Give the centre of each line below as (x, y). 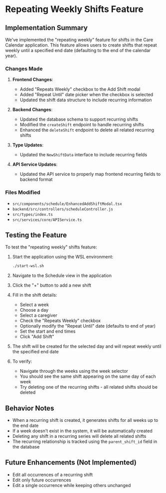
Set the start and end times (48, 331)
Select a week (34, 305)
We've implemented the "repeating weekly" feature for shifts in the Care (79, 40)
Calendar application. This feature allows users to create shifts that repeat (81, 45)
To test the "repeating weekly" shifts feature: (51, 247)
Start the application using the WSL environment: (63, 257)
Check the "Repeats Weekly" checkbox (60, 321)
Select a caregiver (38, 315)
